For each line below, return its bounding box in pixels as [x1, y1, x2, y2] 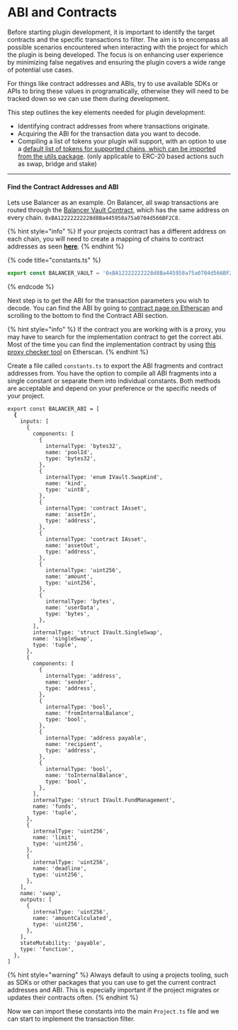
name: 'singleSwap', [33, 635, 93, 642]
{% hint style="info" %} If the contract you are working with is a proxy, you [7, 325, 226, 334]
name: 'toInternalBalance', [45, 772, 129, 779]
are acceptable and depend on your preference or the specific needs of [7, 384, 217, 393]
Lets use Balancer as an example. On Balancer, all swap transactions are [7, 198, 219, 207]
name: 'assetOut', [45, 542, 100, 549]
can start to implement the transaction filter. [7, 1014, 135, 1023]
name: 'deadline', [33, 865, 87, 872]
